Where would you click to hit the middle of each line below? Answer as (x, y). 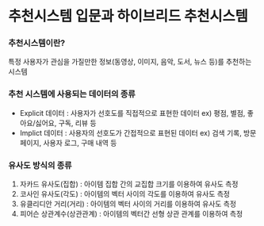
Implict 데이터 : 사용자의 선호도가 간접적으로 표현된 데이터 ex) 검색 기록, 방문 (138, 132)
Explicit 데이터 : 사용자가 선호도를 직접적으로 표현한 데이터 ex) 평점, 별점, (132, 113)
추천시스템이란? (37, 43)
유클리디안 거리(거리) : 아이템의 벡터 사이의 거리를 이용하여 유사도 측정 (128, 204)
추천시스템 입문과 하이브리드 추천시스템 (128, 16)
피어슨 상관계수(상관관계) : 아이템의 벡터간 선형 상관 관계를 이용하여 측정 (131, 214)
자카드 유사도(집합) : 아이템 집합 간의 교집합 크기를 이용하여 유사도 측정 (129, 184)
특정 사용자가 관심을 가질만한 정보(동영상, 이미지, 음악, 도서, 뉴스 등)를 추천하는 (130, 62)
